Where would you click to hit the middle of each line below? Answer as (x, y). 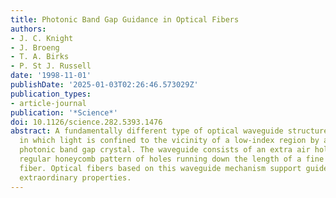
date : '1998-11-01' (51, 76)
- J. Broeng (35, 47)
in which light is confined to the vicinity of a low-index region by (169, 141)
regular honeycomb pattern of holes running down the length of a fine (172, 159)
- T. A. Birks (40, 57)
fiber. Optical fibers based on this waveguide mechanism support (160, 168)
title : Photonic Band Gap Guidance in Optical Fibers (125, 19)
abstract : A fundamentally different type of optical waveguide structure (169, 131)
